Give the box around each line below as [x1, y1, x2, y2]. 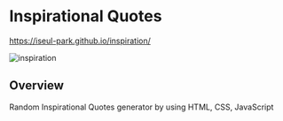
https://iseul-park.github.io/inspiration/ [9, 35, 151, 46]
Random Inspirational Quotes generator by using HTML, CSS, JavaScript [9, 102, 274, 112]
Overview [9, 78, 65, 94]
